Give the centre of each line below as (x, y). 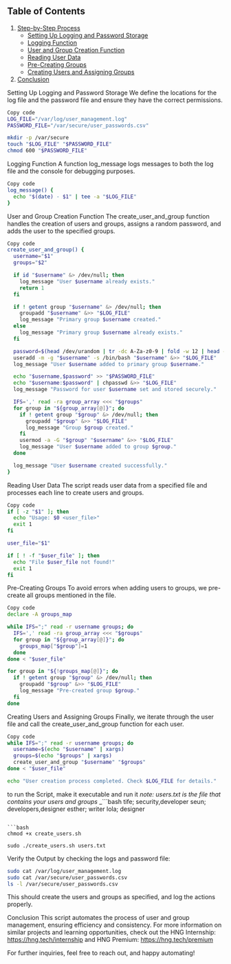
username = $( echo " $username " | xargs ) (69, 750)
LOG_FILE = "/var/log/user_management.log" (67, 119)
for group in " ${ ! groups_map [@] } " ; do (63, 672)
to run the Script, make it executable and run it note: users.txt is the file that (114, 794)
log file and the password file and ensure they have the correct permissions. (115, 100)
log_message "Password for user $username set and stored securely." (115, 390)
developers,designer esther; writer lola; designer (76, 809)
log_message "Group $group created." (79, 428)
